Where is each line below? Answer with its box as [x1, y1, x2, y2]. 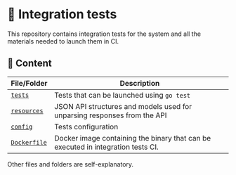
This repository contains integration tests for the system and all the [7, 30, 202, 38]
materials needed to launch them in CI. [7, 37, 119, 45]
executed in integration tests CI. [54, 142, 159, 152]
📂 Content [7, 58, 53, 70]
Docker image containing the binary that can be [54, 133, 211, 143]
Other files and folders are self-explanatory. [7, 160, 134, 168]
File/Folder [11, 78, 48, 88]
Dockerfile [11, 138, 47, 146]
